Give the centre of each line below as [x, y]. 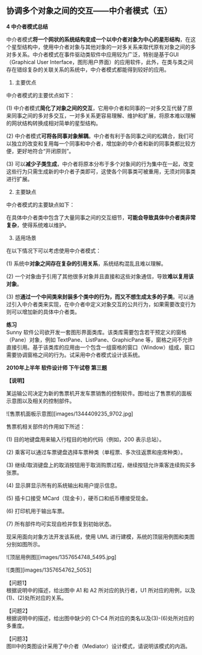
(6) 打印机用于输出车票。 [37, 511]
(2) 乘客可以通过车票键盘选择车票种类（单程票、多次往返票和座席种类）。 [96, 452]
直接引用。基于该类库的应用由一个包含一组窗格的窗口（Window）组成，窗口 [101, 347]
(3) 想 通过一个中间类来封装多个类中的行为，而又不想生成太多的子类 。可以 [97, 296]
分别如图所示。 [25, 544]
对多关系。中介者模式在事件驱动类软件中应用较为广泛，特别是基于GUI [93, 54]
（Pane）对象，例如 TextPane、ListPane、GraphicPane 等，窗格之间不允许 [100, 339]
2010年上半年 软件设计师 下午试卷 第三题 [57, 368]
